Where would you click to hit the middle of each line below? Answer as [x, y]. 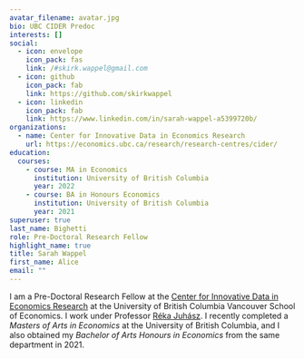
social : [24, 43]
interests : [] [36, 34]
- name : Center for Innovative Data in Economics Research [132, 136]
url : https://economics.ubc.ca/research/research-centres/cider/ [152, 144]
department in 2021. [47, 344]
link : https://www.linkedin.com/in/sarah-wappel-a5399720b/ [142, 119]
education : [30, 152]
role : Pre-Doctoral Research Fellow [78, 237]
